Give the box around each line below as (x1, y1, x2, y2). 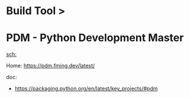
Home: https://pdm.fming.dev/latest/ (6, 62, 95, 69)
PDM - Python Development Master (6, 31, 184, 45)
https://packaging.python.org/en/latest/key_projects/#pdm (14, 85, 158, 92)
